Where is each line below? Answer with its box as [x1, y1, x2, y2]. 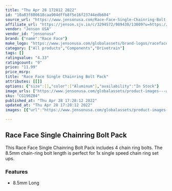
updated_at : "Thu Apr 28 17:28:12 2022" [5, 103, 93, 108]
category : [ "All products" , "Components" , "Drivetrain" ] [5, 46, 125, 51]
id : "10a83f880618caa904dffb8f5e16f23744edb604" [5, 12, 111, 17]
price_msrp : [5, 70, 31, 75]
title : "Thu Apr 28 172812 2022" [5, 7, 77, 13]
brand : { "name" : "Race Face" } [5, 36, 68, 41]
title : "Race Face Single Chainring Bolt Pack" [5, 74, 109, 79]
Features [5, 168, 28, 175]
